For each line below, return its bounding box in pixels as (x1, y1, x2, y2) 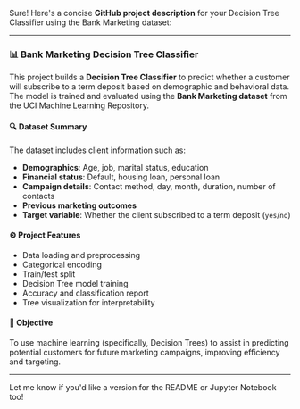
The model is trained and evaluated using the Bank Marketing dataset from (9, 91, 287, 102)
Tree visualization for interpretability (21, 296, 155, 307)
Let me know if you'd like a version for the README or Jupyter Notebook (9, 381, 277, 392)
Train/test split (21, 268, 76, 280)
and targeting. (9, 356, 61, 367)
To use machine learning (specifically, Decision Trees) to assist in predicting (9, 337, 289, 347)
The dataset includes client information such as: (9, 145, 186, 155)
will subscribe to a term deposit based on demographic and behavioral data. (9, 81, 290, 92)
